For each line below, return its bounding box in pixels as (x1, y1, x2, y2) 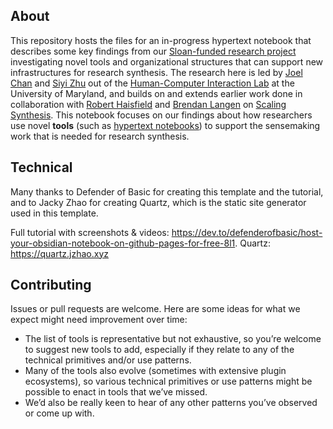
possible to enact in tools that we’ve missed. (24, 386, 208, 398)
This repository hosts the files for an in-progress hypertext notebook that (10, 34, 312, 46)
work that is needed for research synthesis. (10, 130, 190, 142)
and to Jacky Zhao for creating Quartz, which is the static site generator (10, 196, 307, 208)
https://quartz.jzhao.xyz (10, 247, 110, 259)
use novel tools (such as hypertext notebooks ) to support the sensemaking (10, 119, 321, 131)
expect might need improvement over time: (10, 314, 188, 326)
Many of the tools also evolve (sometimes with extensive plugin (24, 365, 287, 377)
